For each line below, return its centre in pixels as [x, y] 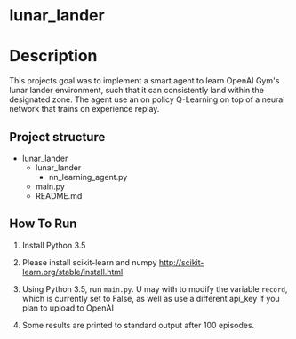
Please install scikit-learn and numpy [89, 262]
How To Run [43, 224]
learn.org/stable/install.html [72, 272]
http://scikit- [181, 262]
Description [53, 56]
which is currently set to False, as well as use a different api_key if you [151, 298]
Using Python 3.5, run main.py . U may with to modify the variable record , [155, 288]
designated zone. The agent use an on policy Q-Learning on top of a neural [147, 99]
